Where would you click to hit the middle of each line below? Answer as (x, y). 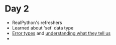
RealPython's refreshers (37, 22)
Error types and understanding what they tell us (61, 33)
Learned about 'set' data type (43, 27)
